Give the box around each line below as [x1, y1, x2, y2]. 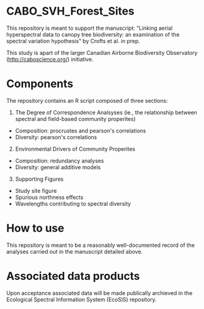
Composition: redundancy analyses [15, 157, 104, 164]
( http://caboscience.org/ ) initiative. [6, 55, 94, 63]
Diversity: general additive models [15, 163, 101, 171]
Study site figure [15, 187, 57, 194]
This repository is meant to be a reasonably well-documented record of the [6, 241, 195, 249]
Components [6, 77, 74, 91]
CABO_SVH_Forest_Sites [6, 4, 135, 18]
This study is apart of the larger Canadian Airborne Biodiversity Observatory [6, 49, 198, 56]
